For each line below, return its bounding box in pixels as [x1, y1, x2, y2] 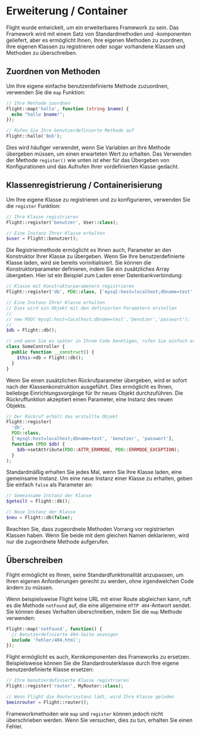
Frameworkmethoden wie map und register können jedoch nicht [6, 710, 164, 717]
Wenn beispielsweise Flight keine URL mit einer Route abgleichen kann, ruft [6, 595, 192, 603]
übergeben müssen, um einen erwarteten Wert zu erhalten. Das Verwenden [6, 150, 192, 157]
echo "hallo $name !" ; [11, 111, 65, 117]
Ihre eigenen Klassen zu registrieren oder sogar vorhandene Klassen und [6, 43, 186, 50]
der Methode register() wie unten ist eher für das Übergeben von [6, 157, 170, 163]
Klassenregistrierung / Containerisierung [6, 180, 162, 190]
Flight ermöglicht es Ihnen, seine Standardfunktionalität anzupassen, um [6, 571, 184, 578]
